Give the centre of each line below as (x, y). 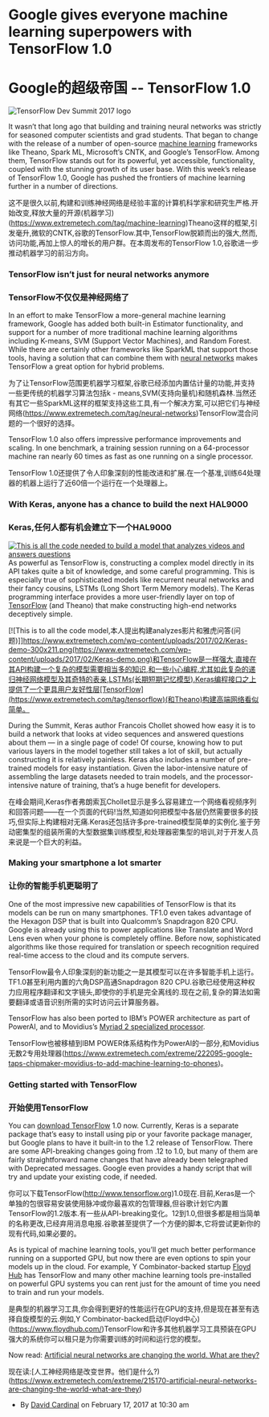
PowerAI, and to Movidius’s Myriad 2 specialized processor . (107, 1027)
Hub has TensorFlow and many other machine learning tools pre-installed (130, 1275)
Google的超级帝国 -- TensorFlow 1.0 (130, 88)
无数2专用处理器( (37, 1053)
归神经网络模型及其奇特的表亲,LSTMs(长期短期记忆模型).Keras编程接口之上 (132, 679)
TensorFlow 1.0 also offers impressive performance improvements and (125, 439)
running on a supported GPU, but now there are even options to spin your (130, 1258)
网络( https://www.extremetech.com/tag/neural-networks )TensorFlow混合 (130, 413)
